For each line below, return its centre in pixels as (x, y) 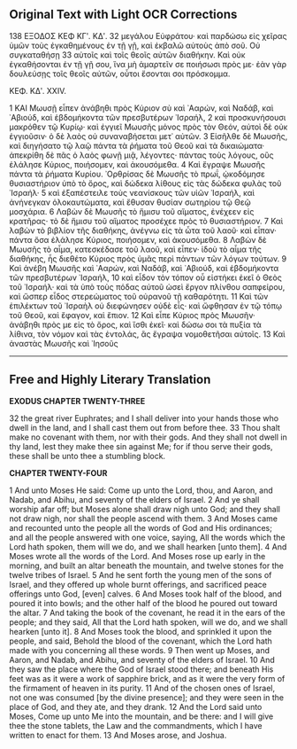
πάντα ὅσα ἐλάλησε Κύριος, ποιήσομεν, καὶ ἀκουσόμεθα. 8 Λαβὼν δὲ (138, 239)
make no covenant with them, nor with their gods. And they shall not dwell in (148, 437)
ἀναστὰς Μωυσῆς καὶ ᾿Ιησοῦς (64, 343)
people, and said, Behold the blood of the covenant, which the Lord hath (141, 641)
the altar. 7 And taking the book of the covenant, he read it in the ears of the (147, 612)
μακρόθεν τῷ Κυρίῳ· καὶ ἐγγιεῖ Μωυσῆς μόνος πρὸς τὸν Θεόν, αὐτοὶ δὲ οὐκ (148, 127)
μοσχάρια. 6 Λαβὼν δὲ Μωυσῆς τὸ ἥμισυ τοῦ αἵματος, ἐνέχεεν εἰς (132, 211)
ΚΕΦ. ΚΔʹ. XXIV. (38, 90)
